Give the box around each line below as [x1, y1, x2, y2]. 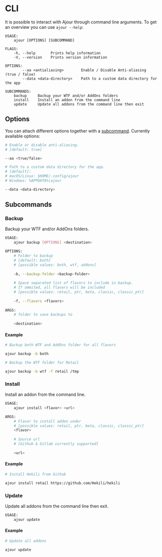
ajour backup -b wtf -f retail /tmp [5, 369, 79, 374]
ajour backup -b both [5, 352, 49, 356]
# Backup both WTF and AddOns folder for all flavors [5, 343, 116, 348]
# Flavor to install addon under [14, 419, 81, 424]
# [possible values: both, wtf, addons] [14, 262, 97, 267]
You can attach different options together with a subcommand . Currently [5, 128, 150, 134]
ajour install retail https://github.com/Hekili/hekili [5, 481, 120, 485]
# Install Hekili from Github [5, 472, 66, 477]
